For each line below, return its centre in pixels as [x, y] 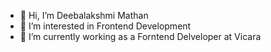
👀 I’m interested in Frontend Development [105, 26]
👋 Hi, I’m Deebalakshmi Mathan [84, 15]
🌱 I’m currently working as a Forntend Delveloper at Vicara [140, 36]
